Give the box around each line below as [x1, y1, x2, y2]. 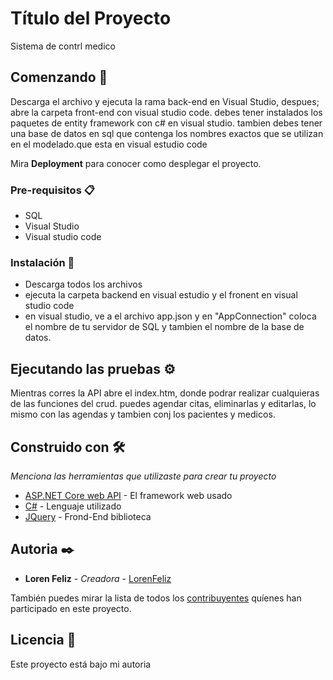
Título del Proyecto [10, 7, 172, 30]
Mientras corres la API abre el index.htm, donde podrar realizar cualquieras [10, 387, 320, 399]
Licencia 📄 [10, 632, 77, 649]
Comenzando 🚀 [10, 69, 108, 86]
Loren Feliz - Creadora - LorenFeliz [24, 572, 172, 584]
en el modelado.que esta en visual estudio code [10, 138, 208, 150]
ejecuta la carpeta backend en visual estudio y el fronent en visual [24, 289, 298, 301]
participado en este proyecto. [10, 602, 132, 614]
